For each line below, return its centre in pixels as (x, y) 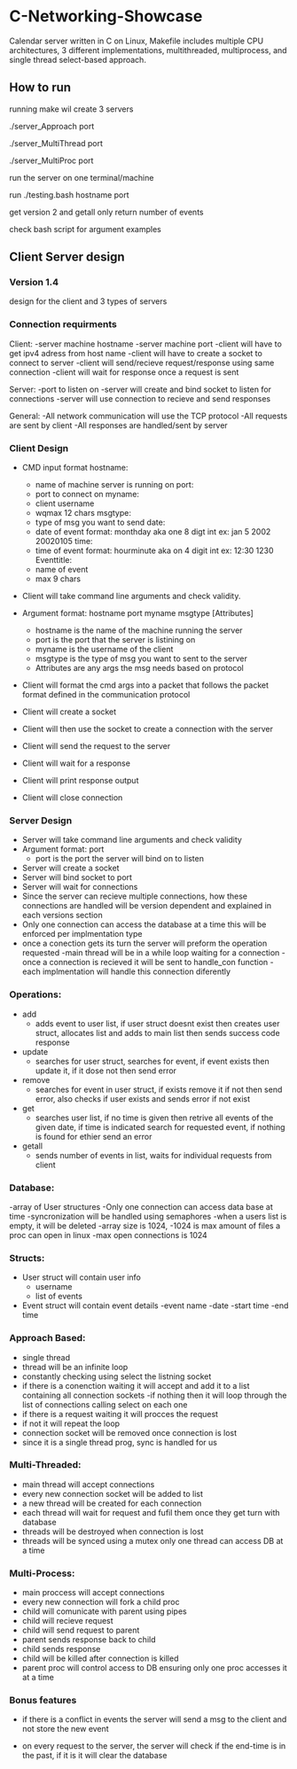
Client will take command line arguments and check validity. (131, 596)
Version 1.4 (34, 283)
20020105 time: (64, 542)
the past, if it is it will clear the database (94, 1756)
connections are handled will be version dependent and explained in (147, 906)
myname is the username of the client (104, 650)
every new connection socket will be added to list (113, 1493)
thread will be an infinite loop (75, 1367)
